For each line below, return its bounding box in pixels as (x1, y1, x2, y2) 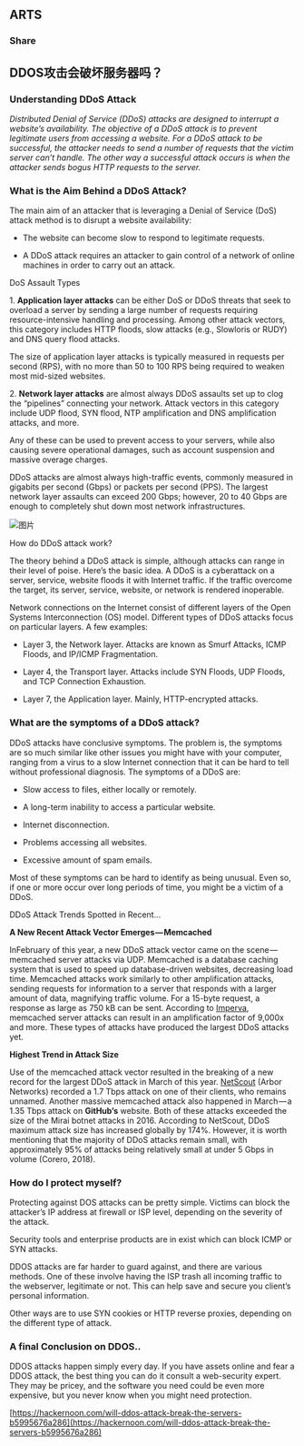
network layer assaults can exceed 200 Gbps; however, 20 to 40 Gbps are (9, 491, 288, 502)
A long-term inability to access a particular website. (22, 801, 216, 813)
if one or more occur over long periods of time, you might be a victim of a (9, 882, 284, 893)
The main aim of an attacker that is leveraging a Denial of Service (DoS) (9, 205, 277, 217)
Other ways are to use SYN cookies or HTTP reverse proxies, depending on (9, 1308, 292, 1319)
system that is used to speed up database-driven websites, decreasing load (9, 964, 293, 975)
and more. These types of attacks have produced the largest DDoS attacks (9, 1021, 289, 1032)
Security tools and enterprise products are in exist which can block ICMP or (9, 1233, 292, 1245)
